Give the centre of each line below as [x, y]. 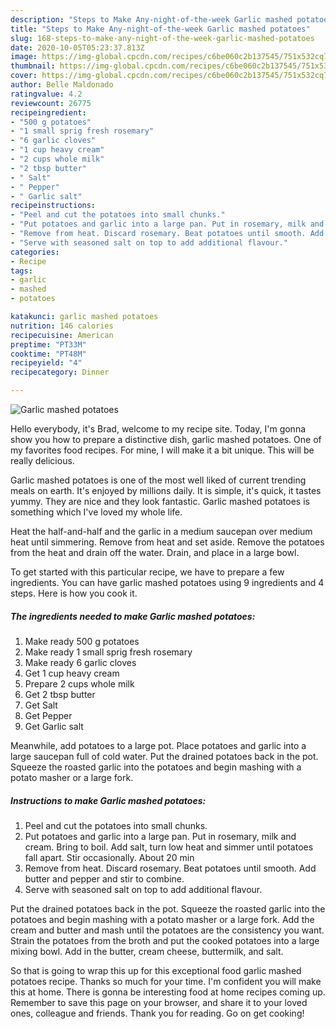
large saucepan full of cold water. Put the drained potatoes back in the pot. [164, 756]
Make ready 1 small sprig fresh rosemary [108, 652]
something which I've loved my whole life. [96, 512]
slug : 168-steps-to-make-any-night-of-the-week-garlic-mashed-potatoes [162, 38]
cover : [24, 76]
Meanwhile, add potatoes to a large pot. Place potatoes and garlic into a [158, 745]
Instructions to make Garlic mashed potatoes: [108, 800]
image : [24, 57]
